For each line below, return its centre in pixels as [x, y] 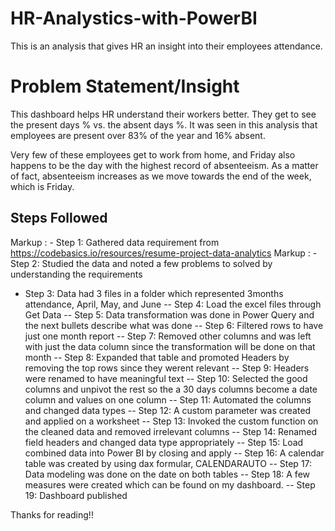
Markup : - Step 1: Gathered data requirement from [115, 242]
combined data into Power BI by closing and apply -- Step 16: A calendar [174, 453]
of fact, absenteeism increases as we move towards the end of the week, [161, 176]
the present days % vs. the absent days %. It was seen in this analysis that [164, 124]
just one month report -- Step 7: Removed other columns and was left [168, 336]
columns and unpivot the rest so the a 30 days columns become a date [171, 389]
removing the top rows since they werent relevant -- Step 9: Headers [167, 368]
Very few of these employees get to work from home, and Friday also [153, 154]
